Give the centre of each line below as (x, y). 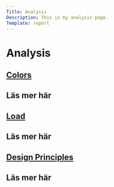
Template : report (28, 23)
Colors (19, 75)
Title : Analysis (26, 12)
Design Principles (40, 157)
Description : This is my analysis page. (58, 17)
